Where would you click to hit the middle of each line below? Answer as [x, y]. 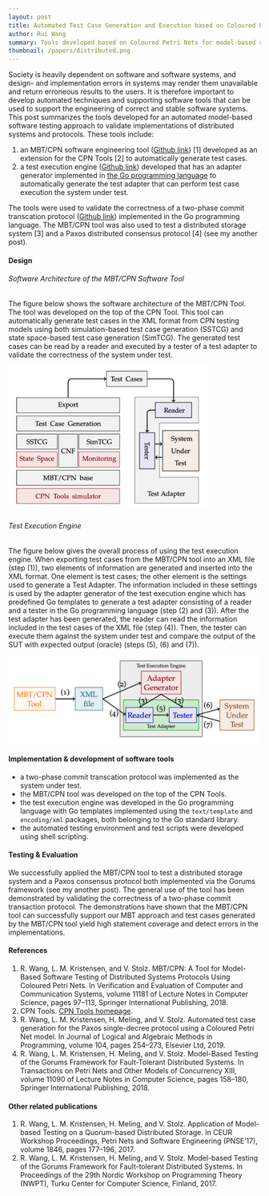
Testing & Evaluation [43, 855]
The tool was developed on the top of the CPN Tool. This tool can [116, 312]
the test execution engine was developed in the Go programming [126, 802]
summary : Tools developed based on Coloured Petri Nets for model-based [132, 43]
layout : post [30, 17]
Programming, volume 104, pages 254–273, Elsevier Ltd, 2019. [122, 1045]
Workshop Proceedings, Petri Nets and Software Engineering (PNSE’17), [139, 1141]
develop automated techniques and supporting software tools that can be [129, 100]
